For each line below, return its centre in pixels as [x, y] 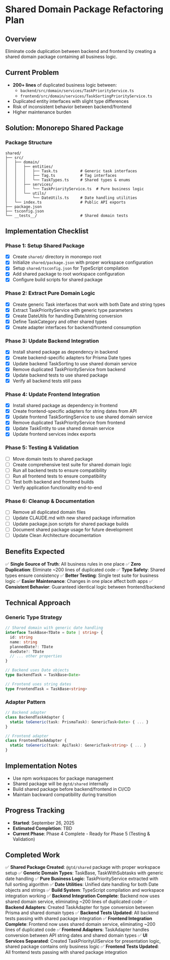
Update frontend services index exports [54, 434]
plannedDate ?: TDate [31, 647]
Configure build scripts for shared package [58, 280]
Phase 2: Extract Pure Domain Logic [50, 293]
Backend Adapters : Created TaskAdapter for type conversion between [79, 908]
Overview [21, 39]
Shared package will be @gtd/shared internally [60, 784]
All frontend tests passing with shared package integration [66, 952]
